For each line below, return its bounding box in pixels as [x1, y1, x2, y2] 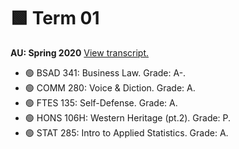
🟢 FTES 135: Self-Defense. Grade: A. [24, 96, 178, 109]
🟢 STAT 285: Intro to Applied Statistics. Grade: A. [24, 126, 229, 139]
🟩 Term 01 [10, 7, 100, 30]
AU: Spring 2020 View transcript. [10, 46, 150, 59]
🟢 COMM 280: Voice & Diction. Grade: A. [24, 81, 196, 94]
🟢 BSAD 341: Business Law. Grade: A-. [24, 66, 187, 79]
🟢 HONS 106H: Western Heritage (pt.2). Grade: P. [24, 111, 232, 124]
